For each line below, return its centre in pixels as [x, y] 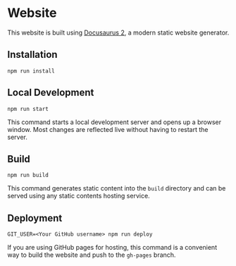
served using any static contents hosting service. [79, 196]
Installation [32, 55]
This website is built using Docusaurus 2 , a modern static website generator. [118, 32]
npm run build [28, 175]
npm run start [28, 109]
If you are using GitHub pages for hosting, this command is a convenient [112, 248]
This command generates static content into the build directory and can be [117, 188]
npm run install [31, 71]
